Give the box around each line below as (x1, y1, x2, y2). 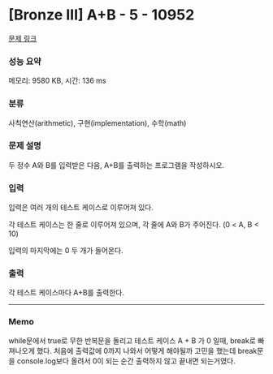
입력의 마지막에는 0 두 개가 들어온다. (8, 246, 123, 256)
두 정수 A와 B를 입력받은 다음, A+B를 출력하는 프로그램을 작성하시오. (8, 160, 225, 170)
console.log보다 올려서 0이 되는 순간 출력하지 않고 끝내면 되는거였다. (16, 355, 236, 366)
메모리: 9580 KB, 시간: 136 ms (8, 75, 106, 86)
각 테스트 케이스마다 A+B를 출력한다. (8, 288, 124, 298)
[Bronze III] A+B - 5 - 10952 (8, 6, 195, 24)
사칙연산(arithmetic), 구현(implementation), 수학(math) (8, 118, 187, 127)
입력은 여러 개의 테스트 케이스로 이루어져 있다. (8, 203, 154, 213)
